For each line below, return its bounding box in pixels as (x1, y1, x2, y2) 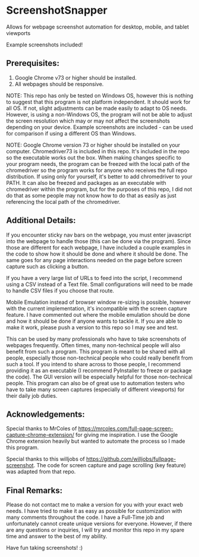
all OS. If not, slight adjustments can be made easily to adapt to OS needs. (6, 105, 188, 112)
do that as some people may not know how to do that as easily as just (6, 191, 177, 199)
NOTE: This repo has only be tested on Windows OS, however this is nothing (6, 92, 194, 99)
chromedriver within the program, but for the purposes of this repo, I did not (6, 185, 192, 193)
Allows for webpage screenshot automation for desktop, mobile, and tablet (6, 23, 189, 30)
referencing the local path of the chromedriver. (6, 198, 121, 205)
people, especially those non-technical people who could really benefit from (6, 354, 193, 361)
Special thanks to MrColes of (6, 425, 77, 432)
